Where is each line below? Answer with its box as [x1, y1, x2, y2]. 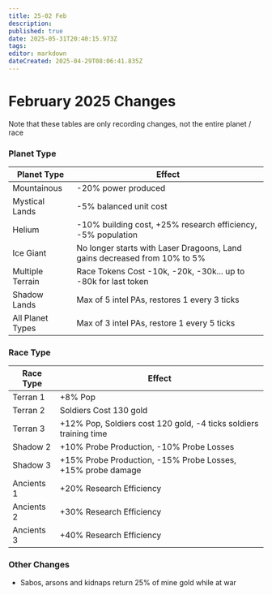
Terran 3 [12, 423, 45, 434]
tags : [8, 42, 27, 50]
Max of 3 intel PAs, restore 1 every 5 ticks [76, 317, 236, 329]
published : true [8, 27, 63, 35]
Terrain [12, 276, 40, 287]
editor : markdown [8, 50, 67, 58]
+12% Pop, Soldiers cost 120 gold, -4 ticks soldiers [59, 418, 259, 429]
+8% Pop [59, 391, 96, 403]
